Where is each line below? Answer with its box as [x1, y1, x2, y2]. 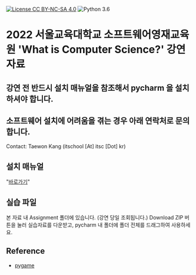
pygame [14, 261, 35, 269]
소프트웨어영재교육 [104, 28, 190, 41]
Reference [6, 246, 45, 256]
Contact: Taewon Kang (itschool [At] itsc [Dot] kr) [6, 143, 126, 150]
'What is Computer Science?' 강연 [18, 43, 186, 56]
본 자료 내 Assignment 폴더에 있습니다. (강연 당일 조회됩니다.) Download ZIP [6, 214, 184, 221]
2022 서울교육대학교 [6, 28, 102, 41]
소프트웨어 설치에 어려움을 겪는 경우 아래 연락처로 [6, 116, 174, 126]
